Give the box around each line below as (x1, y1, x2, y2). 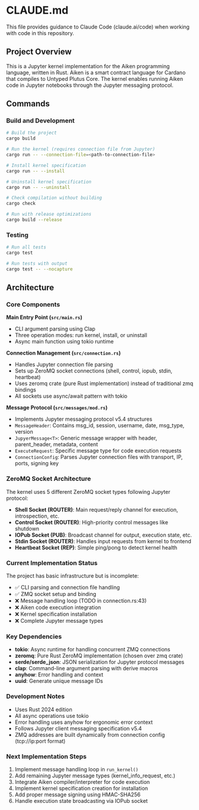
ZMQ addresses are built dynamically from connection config (14, 731, 165, 738)
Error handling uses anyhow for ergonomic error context (14, 718, 153, 726)
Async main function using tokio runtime (14, 338, 114, 345)
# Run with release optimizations (6, 212, 92, 218)
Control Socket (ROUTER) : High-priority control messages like (14, 518, 168, 526)
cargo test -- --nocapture (6, 266, 73, 272)
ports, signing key (14, 460, 59, 467)
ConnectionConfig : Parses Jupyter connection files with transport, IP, (14, 453, 183, 461)
